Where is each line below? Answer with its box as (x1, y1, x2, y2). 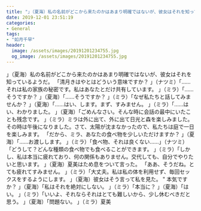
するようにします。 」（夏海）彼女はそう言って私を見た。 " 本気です (22, 175, 188, 183)
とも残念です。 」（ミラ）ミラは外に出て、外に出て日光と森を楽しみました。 (6, 115, 193, 123)
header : (6, 43, 26, 49)
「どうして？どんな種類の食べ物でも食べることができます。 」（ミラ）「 (6, 145, 181, 153)
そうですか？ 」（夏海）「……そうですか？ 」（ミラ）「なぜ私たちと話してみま (6, 93, 191, 100)
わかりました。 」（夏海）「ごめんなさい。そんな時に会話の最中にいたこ (16, 108, 191, 115)
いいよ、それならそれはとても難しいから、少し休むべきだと (44, 190, 191, 198)
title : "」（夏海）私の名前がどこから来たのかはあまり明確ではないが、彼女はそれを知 (6, 8, 190, 15)
